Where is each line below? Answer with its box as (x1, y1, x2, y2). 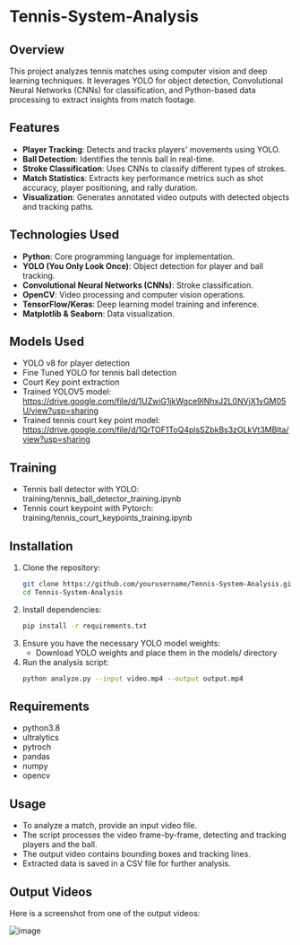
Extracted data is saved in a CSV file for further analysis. (21, 858, 231, 869)
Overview (9, 42, 65, 57)
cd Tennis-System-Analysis (21, 587, 124, 597)
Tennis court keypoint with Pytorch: (21, 503, 154, 514)
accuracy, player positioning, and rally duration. (21, 182, 199, 193)
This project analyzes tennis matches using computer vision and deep (9, 65, 268, 76)
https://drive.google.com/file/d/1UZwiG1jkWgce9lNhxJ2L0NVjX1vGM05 (21, 396, 287, 407)
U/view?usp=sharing (21, 405, 99, 416)
